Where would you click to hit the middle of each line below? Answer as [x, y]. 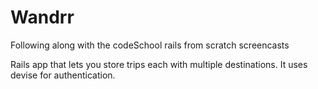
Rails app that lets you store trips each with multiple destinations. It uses [159, 64]
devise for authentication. [63, 75]
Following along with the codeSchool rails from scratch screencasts [150, 45]
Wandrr [42, 17]
